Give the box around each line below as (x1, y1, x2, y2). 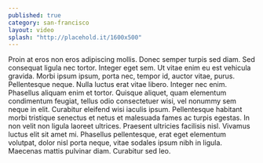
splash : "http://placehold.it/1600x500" (8, 33, 143, 42)
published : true (8, 11, 61, 20)
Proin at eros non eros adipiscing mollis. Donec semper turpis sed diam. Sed (8, 55, 255, 64)
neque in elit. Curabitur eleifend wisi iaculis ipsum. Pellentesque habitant (8, 105, 243, 114)
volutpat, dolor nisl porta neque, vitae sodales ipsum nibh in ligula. (8, 138, 222, 147)
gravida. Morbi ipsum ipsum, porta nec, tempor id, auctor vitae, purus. (8, 71, 236, 81)
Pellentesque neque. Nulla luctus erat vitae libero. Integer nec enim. (8, 80, 228, 89)
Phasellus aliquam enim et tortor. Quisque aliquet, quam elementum (8, 88, 227, 98)
